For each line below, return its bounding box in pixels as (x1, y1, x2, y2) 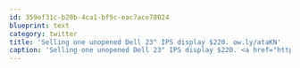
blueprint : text (9, 21, 70, 30)
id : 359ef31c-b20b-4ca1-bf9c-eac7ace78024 (9, 12, 170, 22)
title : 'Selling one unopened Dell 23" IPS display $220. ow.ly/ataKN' (9, 37, 281, 47)
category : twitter (9, 29, 78, 38)
